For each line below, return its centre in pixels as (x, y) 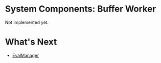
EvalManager (25, 55)
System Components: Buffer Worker (80, 9)
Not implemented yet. (27, 22)
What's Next (31, 42)
